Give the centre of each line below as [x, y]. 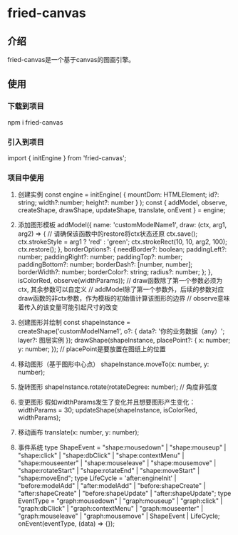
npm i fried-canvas [35, 122]
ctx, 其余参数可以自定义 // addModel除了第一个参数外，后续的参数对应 [121, 289]
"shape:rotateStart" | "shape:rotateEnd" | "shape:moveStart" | [109, 471]
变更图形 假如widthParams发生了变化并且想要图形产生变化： [107, 402]
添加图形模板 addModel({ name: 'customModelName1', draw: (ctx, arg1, [122, 225]
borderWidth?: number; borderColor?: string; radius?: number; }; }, [115, 272]
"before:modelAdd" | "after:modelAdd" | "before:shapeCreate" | [112, 486]
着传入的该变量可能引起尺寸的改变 [68, 307]
